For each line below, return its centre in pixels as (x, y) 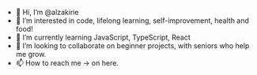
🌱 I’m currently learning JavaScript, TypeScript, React (103, 37)
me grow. (31, 54)
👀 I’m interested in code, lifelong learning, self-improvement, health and (132, 21)
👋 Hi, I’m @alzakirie (47, 12)
